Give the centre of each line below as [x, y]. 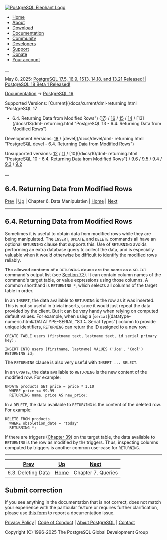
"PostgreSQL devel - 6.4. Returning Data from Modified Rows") [70, 144]
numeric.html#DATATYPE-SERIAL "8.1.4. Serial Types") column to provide [80, 321]
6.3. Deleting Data [29, 472]
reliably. [13, 260]
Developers [24, 44]
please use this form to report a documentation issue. [60, 513]
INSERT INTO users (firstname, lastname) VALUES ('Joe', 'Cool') [74, 349]
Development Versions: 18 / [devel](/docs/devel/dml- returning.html [74, 138]
